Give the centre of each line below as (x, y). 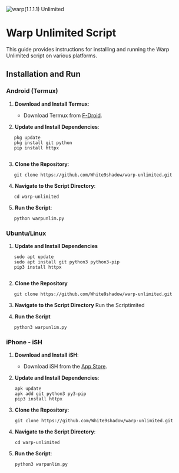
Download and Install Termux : (52, 104)
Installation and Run (44, 74)
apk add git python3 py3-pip (50, 394)
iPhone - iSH (24, 342)
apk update (28, 389)
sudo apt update (34, 257)
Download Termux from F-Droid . (63, 115)
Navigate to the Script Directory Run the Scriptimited (80, 305)
